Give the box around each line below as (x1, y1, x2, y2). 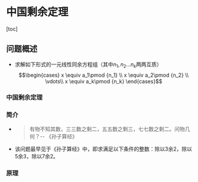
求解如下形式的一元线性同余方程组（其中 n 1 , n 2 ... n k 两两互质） (14, 60, 163, 69)
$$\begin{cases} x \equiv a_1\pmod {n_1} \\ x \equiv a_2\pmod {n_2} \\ (18, 71, 189, 79)
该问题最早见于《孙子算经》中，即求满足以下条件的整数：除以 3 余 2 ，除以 (14, 145, 192, 152)
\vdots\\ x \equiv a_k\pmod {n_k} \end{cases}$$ (45, 77, 163, 84)
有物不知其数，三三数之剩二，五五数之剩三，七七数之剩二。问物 (29, 125, 185, 132)
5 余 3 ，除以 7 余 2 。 (14, 152, 59, 160)
